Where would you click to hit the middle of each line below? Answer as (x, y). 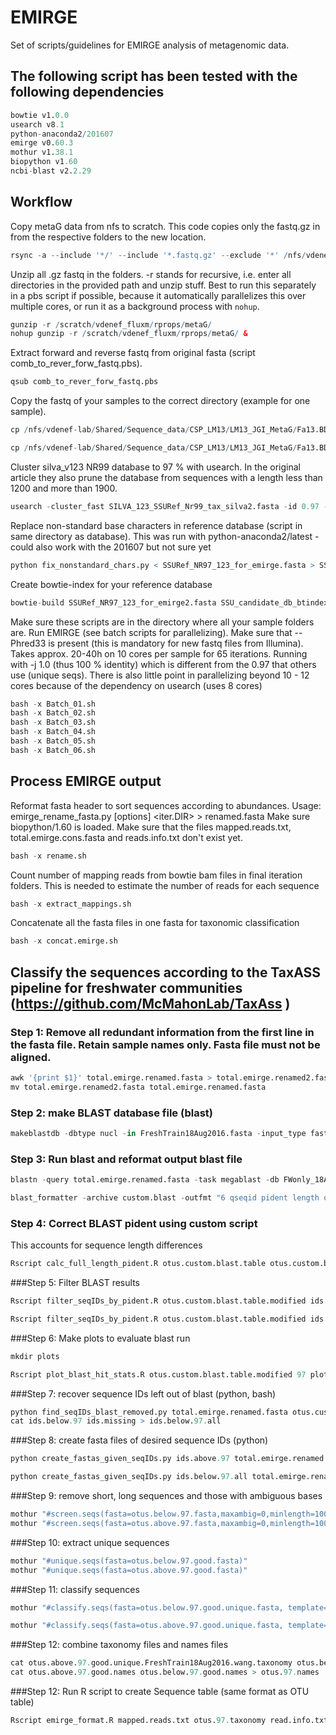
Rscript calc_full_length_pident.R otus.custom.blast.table (138, 1264)
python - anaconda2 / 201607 (62, 134)
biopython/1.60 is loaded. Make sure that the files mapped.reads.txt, (151, 827)
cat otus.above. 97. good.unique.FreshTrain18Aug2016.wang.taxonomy (151, 1663)
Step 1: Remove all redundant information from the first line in (162, 1032)
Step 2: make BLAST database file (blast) (112, 1113)
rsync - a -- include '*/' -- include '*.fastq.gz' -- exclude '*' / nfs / (158, 255)
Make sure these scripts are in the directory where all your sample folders (162, 622)
